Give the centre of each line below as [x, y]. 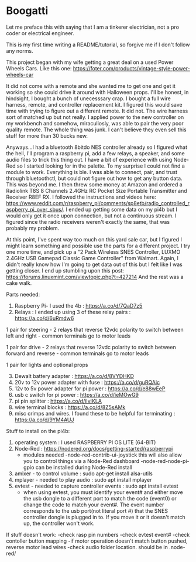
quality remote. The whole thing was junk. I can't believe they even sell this [97, 130]
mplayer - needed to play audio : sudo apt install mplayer [83, 479]
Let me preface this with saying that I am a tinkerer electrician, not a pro [93, 27]
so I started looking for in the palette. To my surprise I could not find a [101, 166]
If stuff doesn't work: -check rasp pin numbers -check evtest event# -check [98, 534]
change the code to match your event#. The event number [94, 505]
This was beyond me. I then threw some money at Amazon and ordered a [94, 184]
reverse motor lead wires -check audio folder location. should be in [87, 547]
